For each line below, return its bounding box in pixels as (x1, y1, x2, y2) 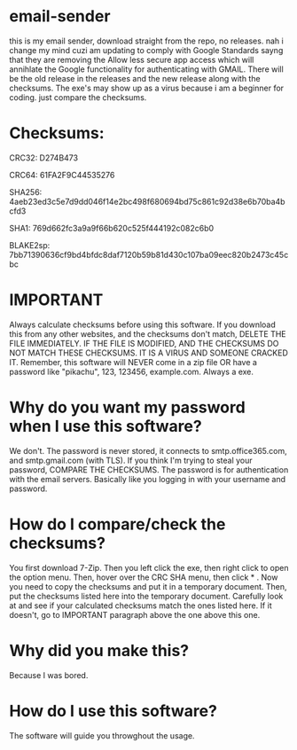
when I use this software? (9, 417, 202, 436)
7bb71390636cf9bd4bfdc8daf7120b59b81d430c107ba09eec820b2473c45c (9, 249, 289, 260)
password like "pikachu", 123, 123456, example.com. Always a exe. (9, 366, 254, 377)
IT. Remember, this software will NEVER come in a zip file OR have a (9, 356, 257, 367)
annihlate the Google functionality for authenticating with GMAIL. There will (9, 64, 284, 74)
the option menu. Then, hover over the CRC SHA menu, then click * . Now (9, 572, 278, 582)
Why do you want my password (9, 397, 246, 418)
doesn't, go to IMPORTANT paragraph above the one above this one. (9, 609, 261, 620)
